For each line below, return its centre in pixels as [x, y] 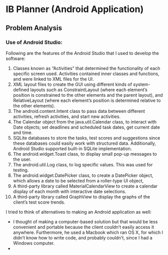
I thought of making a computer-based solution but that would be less [85, 221]
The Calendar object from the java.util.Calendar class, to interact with [85, 121]
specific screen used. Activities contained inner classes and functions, [86, 74]
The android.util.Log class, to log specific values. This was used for [83, 164]
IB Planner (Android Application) [75, 9]
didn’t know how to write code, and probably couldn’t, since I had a [83, 237]
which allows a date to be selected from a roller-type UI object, [78, 180]
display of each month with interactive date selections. [70, 191]
